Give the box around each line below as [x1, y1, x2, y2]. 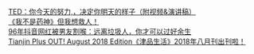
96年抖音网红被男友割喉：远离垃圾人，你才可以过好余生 [8, 27, 192, 36]
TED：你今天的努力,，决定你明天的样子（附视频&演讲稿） [8, 7, 197, 16]
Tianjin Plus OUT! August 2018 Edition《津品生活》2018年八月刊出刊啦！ [8, 37, 246, 46]
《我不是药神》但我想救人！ [8, 17, 100, 26]
